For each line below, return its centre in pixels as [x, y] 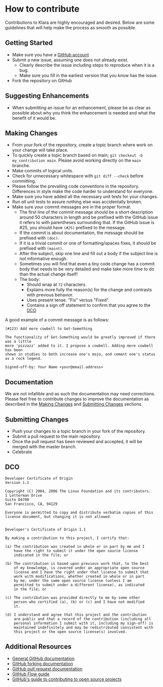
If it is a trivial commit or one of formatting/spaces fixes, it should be [88, 243]
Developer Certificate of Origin [39, 478]
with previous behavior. [50, 295]
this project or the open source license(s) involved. [71, 631]
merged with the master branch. [44, 447]
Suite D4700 [17, 500]
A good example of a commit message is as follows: [57, 320]
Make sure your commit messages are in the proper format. [72, 207]
